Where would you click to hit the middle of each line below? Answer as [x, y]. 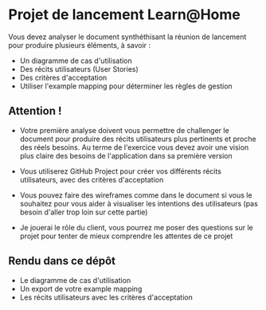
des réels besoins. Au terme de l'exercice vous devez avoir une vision [134, 147]
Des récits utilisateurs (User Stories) [79, 69]
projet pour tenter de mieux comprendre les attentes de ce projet [126, 236]
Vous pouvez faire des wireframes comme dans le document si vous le [136, 195]
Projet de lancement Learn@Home [124, 15]
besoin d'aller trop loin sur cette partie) [84, 212]
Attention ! [35, 111]
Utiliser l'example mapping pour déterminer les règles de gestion [126, 86]
